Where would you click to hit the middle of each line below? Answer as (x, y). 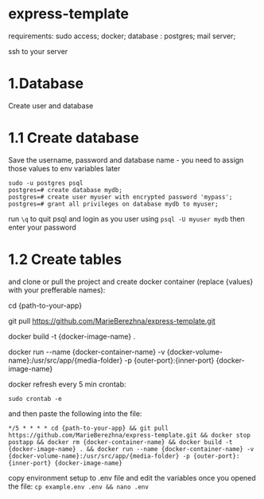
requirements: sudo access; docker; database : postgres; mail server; (122, 36)
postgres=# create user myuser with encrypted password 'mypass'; (120, 197)
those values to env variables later (64, 168)
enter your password (43, 227)
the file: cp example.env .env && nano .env (79, 486)
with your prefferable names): (57, 290)
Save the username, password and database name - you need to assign (126, 159)
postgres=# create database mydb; (66, 190)
